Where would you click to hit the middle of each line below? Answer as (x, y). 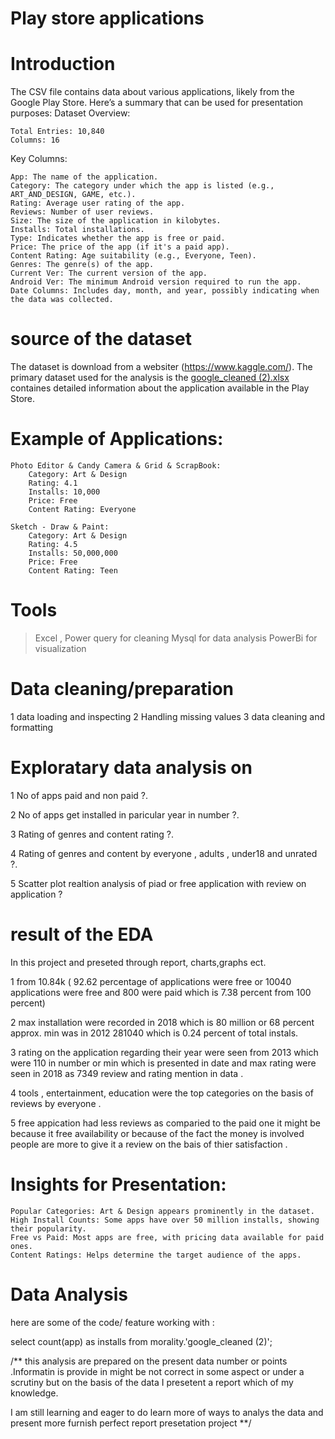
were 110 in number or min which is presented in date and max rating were (163, 1063)
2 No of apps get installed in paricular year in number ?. (125, 814)
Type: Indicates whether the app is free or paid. (118, 238)
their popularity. (48, 1228)
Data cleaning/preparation (122, 689)
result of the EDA (82, 934)
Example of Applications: (117, 439)
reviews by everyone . (56, 1103)
